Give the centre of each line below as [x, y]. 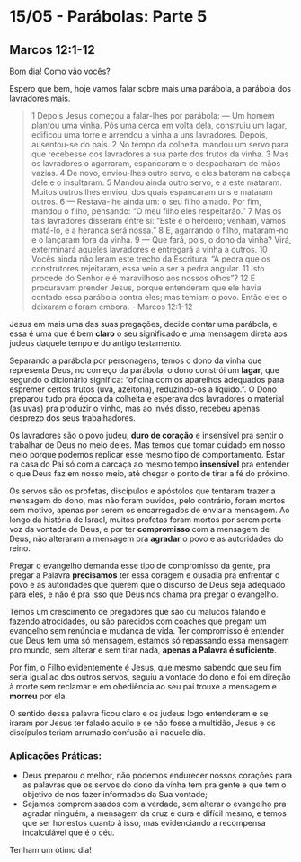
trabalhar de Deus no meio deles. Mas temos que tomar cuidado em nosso [147, 445]
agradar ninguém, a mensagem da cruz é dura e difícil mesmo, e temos [155, 813]
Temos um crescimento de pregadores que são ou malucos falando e [138, 612]
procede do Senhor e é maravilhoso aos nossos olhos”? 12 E [143, 278]
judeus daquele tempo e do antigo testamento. [96, 343]
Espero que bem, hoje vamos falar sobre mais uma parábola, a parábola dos [150, 89]
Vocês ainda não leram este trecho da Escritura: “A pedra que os [151, 259]
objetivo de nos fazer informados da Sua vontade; [115, 795]
